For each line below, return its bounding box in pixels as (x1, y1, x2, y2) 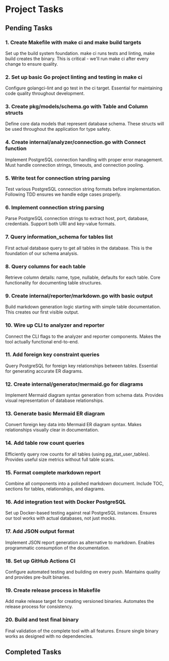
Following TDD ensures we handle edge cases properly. (5, 191, 122, 197)
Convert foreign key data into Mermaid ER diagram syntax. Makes (5, 422, 142, 428)
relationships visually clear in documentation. (5, 427, 99, 433)
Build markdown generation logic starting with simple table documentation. (5, 304, 161, 310)
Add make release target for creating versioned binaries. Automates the (5, 598, 154, 604)
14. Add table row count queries (5, 439, 85, 446)
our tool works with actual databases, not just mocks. (5, 515, 117, 521)
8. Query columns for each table (5, 263, 86, 270)
